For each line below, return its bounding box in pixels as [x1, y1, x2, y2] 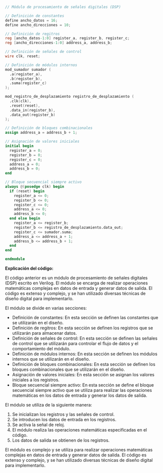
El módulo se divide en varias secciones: [5, 305, 87, 311]
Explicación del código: [5, 265, 54, 271]
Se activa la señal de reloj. [12, 422, 65, 428]
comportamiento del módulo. [12, 346, 71, 351]
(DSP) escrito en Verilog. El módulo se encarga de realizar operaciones [5, 280, 148, 286]
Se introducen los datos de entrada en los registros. [12, 417, 117, 422]
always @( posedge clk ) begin [5, 184, 64, 189]
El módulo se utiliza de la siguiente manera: [5, 402, 92, 408]
